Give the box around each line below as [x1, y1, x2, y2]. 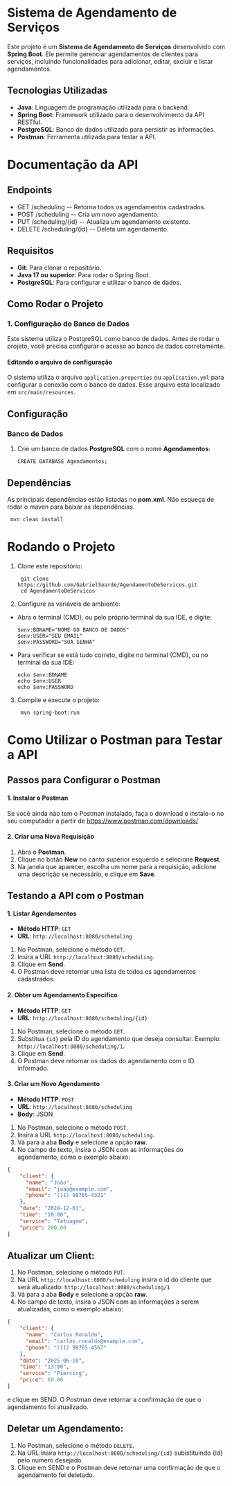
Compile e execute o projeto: [17, 695, 100, 704]
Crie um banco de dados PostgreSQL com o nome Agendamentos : [17, 445, 211, 453]
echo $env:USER [17, 677, 62, 684]
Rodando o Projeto [7, 539, 116, 555]
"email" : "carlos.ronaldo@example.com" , [25, 1338, 144, 1345]
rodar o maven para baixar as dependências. [7, 502, 135, 511]
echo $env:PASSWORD [17, 683, 74, 690]
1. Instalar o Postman [7, 794, 69, 802]
